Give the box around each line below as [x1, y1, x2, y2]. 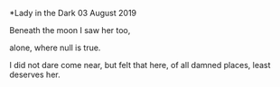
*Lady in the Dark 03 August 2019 [9, 8, 137, 18]
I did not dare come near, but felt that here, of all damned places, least [9, 60, 271, 70]
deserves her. [9, 69, 61, 80]
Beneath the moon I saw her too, [9, 25, 131, 35]
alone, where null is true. [9, 42, 101, 53]
